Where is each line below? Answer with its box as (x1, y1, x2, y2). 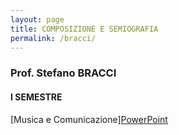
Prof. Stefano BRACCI (10, 66, 117, 80)
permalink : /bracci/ (10, 33, 97, 43)
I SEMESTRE (10, 91, 63, 103)
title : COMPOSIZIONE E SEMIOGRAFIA (10, 24, 159, 34)
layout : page (10, 14, 65, 25)
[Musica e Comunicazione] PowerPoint (10, 113, 168, 125)
